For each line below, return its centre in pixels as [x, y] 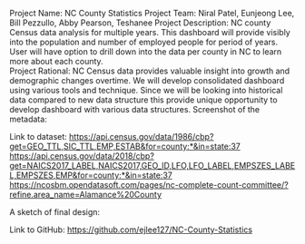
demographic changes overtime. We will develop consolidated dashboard [147, 80]
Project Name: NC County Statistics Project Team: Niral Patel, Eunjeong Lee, [152, 13]
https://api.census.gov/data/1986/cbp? [142, 137]
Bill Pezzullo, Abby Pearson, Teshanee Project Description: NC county [140, 23]
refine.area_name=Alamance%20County [85, 195]
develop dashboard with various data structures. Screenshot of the [135, 109]
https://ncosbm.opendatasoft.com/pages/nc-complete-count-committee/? [149, 185]
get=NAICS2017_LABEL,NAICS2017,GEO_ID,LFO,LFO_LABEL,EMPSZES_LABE [152, 166]
